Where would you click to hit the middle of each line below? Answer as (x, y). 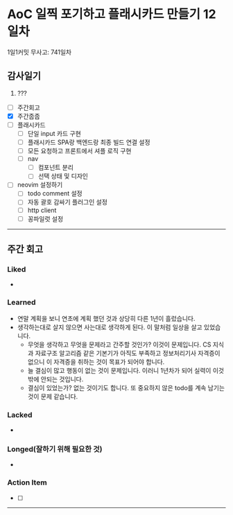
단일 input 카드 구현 (54, 133)
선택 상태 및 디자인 (63, 176)
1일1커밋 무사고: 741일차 (39, 52)
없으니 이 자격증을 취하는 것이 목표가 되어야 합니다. (96, 362)
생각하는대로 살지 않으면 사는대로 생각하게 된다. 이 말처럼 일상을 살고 (110, 327)
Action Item (27, 482)
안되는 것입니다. (62, 379)
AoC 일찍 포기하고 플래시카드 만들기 (104, 14)
